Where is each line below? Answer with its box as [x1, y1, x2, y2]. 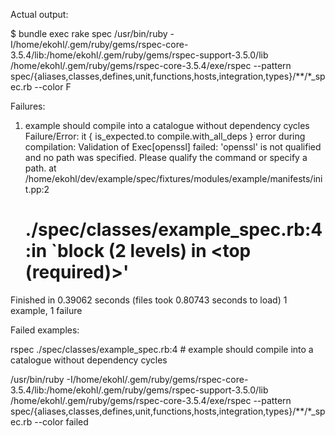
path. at [24, 162, 57, 174]
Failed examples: [10, 324, 80, 336]
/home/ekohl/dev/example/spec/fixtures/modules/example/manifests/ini [24, 173, 323, 184]
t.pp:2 [24, 184, 50, 195]
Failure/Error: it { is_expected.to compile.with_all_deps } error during [24, 130, 306, 142]
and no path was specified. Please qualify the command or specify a [24, 152, 308, 163]
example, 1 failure [10, 304, 83, 316]
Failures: [10, 100, 46, 112]
